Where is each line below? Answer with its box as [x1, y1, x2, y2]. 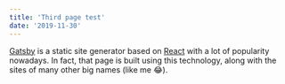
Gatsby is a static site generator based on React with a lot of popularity [9, 45, 270, 56]
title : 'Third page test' [9, 12, 105, 22]
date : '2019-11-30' [9, 21, 82, 30]
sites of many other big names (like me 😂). [9, 64, 168, 75]
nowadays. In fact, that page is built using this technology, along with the [9, 55, 277, 65]
